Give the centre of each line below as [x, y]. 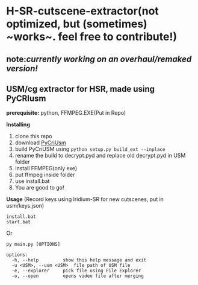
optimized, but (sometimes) [77, 24]
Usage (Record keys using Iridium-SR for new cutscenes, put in [85, 199]
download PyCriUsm [40, 142]
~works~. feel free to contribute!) [92, 37]
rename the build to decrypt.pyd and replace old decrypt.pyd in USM [100, 156]
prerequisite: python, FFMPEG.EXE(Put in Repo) [66, 113]
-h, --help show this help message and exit [79, 260]
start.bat [19, 222]
